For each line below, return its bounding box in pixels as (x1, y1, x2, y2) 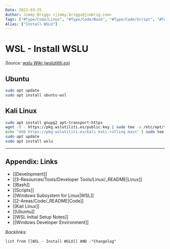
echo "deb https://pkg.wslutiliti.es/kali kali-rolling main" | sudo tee (5, 129, 164, 134)
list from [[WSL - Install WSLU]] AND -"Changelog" (5, 238, 116, 244)
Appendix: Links (5, 158, 58, 166)
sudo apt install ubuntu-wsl (5, 92, 67, 97)
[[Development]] (12, 171, 47, 177)
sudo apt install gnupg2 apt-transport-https (5, 120, 103, 125)
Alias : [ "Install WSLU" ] (5, 21, 58, 27)
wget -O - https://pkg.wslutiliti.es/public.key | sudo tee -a (5, 125, 142, 130)
